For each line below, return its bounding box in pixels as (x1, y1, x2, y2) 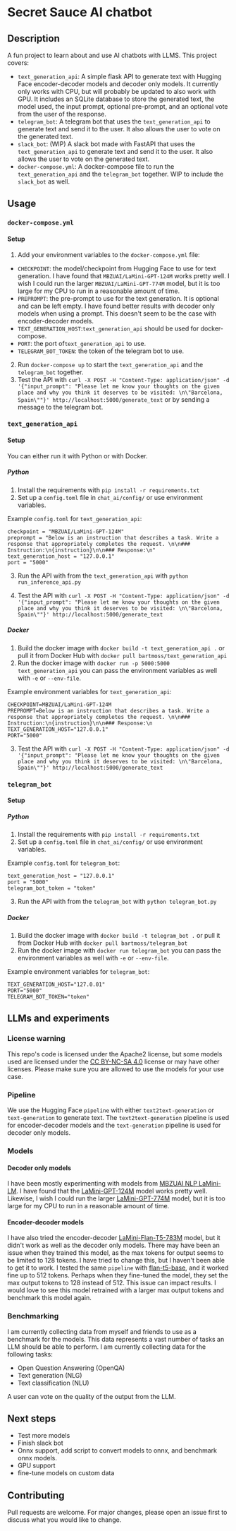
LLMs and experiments (7, 1013, 110, 1025)
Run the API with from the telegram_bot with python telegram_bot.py (17, 898, 217, 906)
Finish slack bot (17, 1438, 63, 1448)
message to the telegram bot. (17, 403, 104, 411)
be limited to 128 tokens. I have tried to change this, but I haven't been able (7, 1256, 225, 1265)
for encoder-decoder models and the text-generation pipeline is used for (7, 1121, 221, 1130)
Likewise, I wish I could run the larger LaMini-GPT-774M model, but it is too (7, 1194, 225, 1203)
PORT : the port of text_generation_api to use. (17, 339, 147, 347)
